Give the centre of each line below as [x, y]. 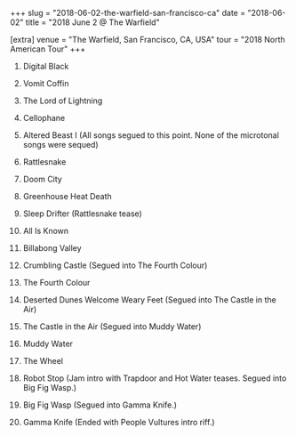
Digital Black [46, 66]
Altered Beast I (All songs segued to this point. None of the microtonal [151, 135]
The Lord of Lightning [63, 101]
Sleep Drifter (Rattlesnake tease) [83, 214]
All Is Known [46, 231]
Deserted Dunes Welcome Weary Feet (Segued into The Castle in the [149, 300]
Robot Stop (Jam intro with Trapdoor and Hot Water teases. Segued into [155, 378]
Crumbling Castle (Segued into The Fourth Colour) [115, 265]
